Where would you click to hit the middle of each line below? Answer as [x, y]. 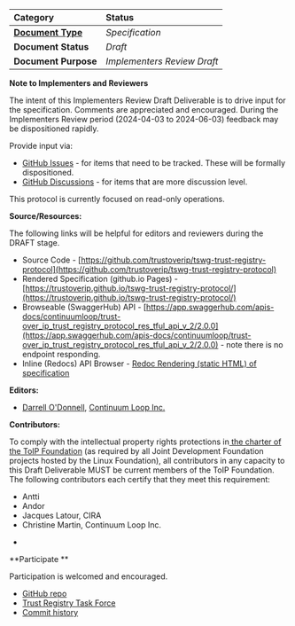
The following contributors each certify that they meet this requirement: [140, 479]
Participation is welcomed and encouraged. [89, 576]
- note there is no [252, 344]
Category [34, 17]
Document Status [51, 47]
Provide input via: [41, 146]
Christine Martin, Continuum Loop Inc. [92, 525]
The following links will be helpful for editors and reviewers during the [136, 233]
